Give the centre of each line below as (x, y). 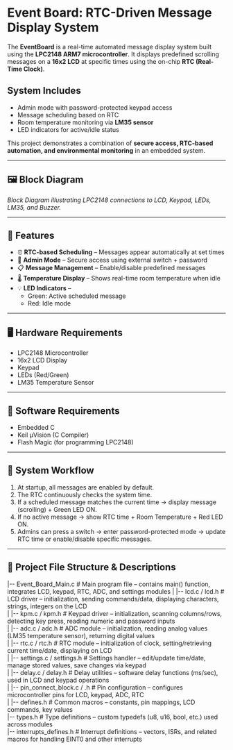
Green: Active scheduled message (77, 296)
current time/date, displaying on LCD (60, 650)
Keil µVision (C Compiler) (53, 435)
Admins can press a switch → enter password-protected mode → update (121, 531)
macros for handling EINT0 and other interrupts (75, 739)
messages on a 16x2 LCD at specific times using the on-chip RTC (101, 61)
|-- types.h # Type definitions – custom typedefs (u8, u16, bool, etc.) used (113, 717)
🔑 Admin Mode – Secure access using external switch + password (112, 260)
